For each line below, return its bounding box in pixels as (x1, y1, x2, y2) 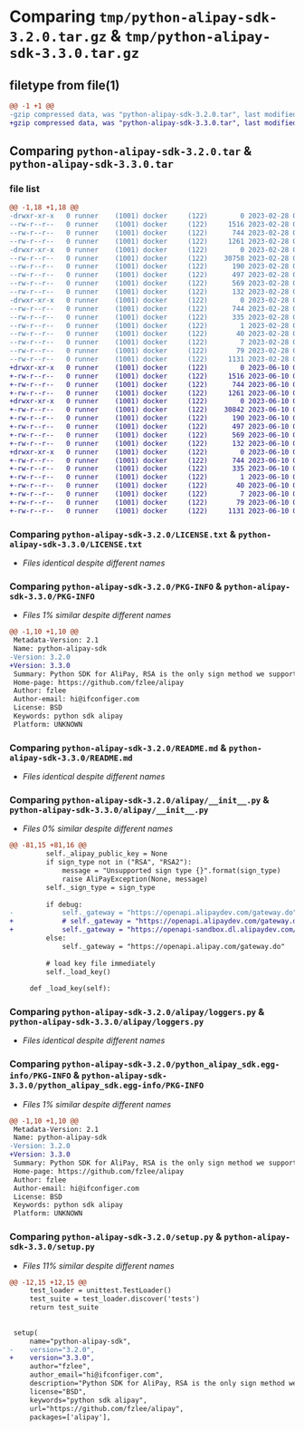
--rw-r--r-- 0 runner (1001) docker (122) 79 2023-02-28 (9, 346, 290, 355)
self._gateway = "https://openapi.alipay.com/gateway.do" (62, 942, 285, 951)
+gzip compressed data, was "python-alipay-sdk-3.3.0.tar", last (9, 118, 261, 128)
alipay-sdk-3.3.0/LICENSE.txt (9, 539, 143, 549)
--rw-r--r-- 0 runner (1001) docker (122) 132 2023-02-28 (9, 287, 290, 296)
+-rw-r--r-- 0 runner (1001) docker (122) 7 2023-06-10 (9, 489, 290, 499)
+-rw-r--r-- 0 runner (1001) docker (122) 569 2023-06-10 (9, 430, 290, 440)
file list (9, 182, 41, 195)
